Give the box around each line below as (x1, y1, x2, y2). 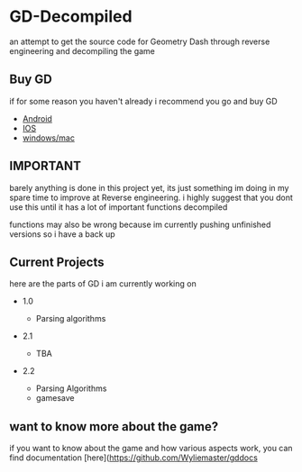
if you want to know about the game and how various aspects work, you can (9, 443, 293, 454)
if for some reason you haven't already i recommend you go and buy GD (9, 95, 278, 106)
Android (22, 113, 52, 123)
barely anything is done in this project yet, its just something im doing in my (9, 182, 289, 193)
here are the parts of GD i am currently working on (9, 278, 197, 289)
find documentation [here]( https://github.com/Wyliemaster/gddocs (9, 452, 259, 463)
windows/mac (22, 132, 75, 143)
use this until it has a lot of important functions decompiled (9, 201, 228, 213)
